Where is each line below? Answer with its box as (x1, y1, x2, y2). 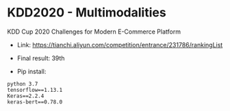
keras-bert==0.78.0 (7, 98, 63, 106)
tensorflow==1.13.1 (7, 86, 63, 93)
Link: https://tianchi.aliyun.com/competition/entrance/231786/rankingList (16, 40, 223, 49)
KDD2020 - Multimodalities (7, 5, 166, 21)
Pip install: (16, 67, 47, 75)
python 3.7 (7, 80, 38, 87)
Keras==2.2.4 (7, 92, 44, 99)
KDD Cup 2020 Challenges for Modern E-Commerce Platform (7, 27, 181, 36)
